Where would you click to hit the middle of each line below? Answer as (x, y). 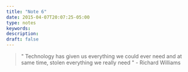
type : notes (21, 23)
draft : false (23, 39)
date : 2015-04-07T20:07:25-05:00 (48, 17)
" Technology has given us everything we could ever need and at (101, 56)
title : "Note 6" (26, 12)
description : (23, 34)
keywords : (19, 28)
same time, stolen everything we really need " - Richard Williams (101, 62)
